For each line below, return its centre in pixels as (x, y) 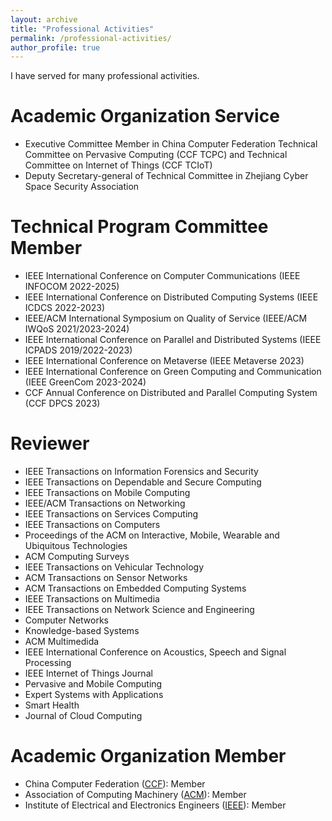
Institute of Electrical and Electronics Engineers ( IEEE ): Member (155, 805)
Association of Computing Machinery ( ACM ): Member (135, 794)
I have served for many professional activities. (105, 76)
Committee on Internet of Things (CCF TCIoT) (118, 165)
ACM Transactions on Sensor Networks (106, 578)
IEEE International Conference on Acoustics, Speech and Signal (155, 652)
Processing (48, 663)
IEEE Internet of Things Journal (88, 673)
